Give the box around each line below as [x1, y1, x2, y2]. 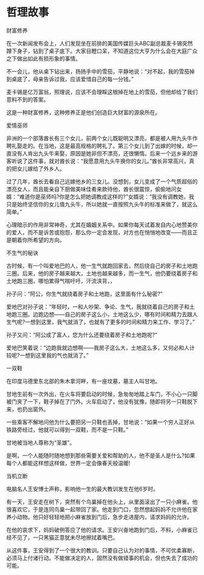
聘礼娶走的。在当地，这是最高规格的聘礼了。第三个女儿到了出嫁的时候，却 [6, 142, 192, 149]
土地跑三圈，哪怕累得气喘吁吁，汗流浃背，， [6, 277, 115, 284]
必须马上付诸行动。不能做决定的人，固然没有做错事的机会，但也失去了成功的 [6, 554, 198, 562]
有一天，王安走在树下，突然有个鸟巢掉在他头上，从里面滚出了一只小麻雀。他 [6, 498, 198, 505]
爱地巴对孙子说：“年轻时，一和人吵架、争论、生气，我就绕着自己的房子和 [6, 303, 190, 310]
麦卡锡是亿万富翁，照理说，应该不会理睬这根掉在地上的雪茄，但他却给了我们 [6, 88, 198, 95]
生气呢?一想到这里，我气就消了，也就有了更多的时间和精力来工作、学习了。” [6, 318, 195, 325]
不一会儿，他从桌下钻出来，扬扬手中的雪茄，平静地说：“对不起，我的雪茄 [6, 67, 190, 75]
